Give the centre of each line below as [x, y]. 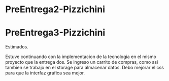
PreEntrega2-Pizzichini [55, 9]
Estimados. [17, 47]
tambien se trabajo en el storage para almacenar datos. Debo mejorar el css [84, 68]
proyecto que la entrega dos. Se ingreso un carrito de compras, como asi [82, 62]
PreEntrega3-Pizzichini [55, 33]
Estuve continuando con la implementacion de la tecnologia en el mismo [81, 57]
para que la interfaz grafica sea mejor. [45, 73]
